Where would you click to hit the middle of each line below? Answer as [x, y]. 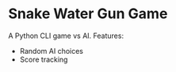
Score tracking [44, 59]
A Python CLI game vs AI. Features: [66, 36]
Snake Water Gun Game [88, 14]
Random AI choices [52, 51]
